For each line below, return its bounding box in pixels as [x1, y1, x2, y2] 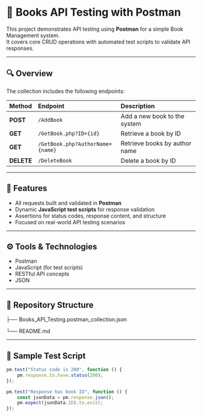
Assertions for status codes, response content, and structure [14, 212, 167, 219]
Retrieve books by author [120, 139, 192, 147]
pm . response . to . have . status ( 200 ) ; [17, 372, 103, 378]
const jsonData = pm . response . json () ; [17, 394, 114, 400]
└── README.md [6, 328, 50, 335]
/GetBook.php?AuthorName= [38, 140, 112, 147]
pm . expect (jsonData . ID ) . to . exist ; [17, 400, 103, 406]
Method [9, 102, 32, 110]
